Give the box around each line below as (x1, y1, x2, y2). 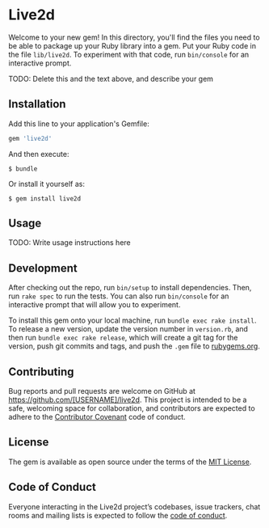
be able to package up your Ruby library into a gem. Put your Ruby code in (8, 40, 257, 50)
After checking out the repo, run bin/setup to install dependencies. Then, (8, 283, 252, 293)
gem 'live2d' (8, 134, 53, 142)
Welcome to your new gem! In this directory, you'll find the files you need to (8, 32, 260, 42)
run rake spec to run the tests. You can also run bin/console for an (8, 291, 229, 301)
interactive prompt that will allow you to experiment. (8, 300, 181, 310)
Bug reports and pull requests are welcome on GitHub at (8, 386, 196, 396)
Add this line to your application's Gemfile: (8, 119, 149, 129)
